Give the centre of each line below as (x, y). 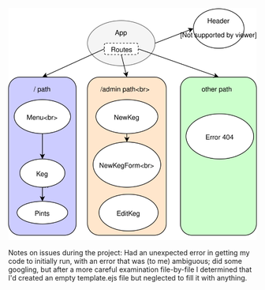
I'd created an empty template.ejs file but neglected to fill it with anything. (128, 277)
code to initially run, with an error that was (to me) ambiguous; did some (125, 261)
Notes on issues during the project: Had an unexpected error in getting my (129, 252)
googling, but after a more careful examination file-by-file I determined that (130, 269)
